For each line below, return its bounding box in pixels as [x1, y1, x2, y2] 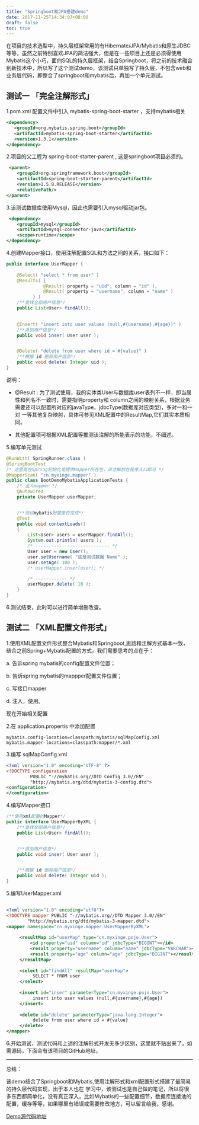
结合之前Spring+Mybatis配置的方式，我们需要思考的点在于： [6, 647, 155, 654]
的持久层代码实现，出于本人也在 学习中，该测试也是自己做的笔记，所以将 [6, 1085, 184, 1092]
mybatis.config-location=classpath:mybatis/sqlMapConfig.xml [6, 734, 161, 740]
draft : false [6, 20, 38, 25]
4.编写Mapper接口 [6, 801, 51, 809]
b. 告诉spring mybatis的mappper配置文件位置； [6, 672, 123, 679]
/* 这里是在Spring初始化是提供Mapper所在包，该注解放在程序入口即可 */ [6, 466, 165, 472]
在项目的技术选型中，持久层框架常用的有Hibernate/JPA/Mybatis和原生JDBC [6, 42, 191, 49]
